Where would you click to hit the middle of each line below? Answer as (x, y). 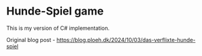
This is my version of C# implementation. (58, 28)
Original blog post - (31, 40)
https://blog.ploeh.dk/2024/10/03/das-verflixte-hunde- (126, 40)
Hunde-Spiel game (55, 11)
